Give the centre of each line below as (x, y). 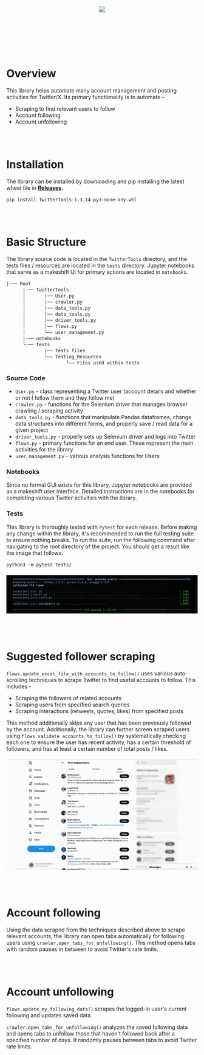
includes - (19, 686)
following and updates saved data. (49, 1015)
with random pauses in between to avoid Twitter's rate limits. (83, 949)
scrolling (17, 680)
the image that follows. (35, 552)
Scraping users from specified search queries (72, 705)
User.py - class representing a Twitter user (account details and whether (106, 391)
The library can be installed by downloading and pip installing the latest (95, 181)
